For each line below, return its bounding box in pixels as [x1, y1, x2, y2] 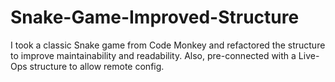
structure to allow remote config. [29, 60, 165, 72]
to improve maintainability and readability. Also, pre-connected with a [10, 49, 297, 61]
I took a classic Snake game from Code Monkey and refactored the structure [10, 39, 326, 51]
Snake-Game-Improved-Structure [10, 6, 300, 29]
